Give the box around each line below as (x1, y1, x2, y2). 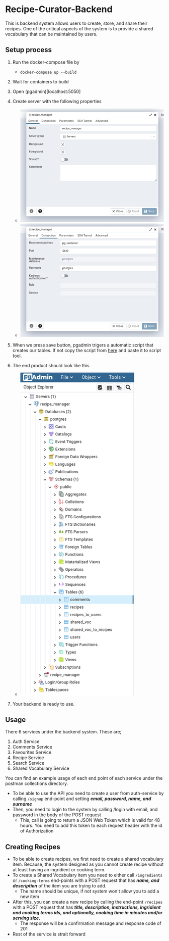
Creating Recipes (5, 843, 60, 851)
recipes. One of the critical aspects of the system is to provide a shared (5, 25, 153, 31)
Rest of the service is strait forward (12, 931, 86, 937)
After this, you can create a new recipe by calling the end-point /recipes (12, 899, 163, 905)
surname (12, 801, 32, 807)
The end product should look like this (12, 362, 90, 368)
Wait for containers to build (12, 78, 69, 84)
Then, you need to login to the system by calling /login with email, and (12, 807, 158, 813)
